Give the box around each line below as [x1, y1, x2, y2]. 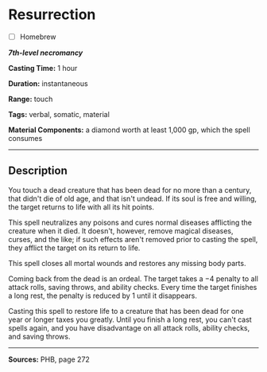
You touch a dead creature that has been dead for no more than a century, [8, 185, 252, 194]
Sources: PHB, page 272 [8, 354, 90, 364]
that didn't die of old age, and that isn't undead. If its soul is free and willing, [8, 194, 257, 203]
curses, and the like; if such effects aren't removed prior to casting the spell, [8, 234, 258, 244]
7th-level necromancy [8, 48, 83, 57]
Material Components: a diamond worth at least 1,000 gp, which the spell [8, 125, 250, 135]
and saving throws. [8, 331, 71, 341]
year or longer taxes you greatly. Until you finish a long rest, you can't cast [8, 315, 252, 324]
